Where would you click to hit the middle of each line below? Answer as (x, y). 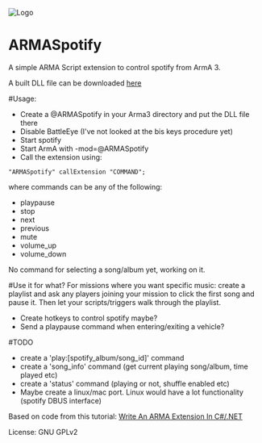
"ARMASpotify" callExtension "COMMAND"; (77, 172)
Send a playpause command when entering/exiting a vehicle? (122, 326)
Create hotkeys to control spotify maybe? (89, 318)
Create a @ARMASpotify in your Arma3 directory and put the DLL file (135, 114)
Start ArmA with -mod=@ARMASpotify (84, 148)
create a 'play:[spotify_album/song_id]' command (102, 357)
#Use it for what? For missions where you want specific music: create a (127, 285)
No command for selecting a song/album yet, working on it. (107, 270)
